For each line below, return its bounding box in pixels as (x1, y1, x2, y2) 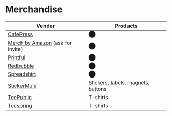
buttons (88, 85, 107, 92)
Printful (8, 54, 26, 61)
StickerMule (8, 82, 37, 89)
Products (115, 22, 138, 29)
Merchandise (5, 4, 63, 15)
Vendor (36, 22, 55, 29)
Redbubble (8, 62, 34, 69)
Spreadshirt (8, 70, 36, 78)
